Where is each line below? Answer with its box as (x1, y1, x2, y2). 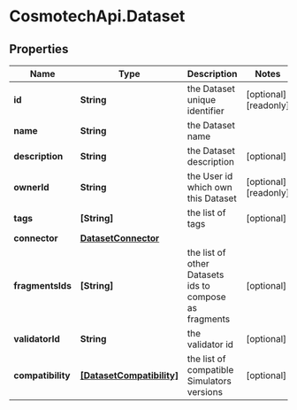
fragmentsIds (13, 280, 72, 291)
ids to (187, 280, 210, 291)
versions (187, 386, 224, 398)
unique (187, 94, 217, 105)
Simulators (187, 375, 232, 387)
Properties (9, 42, 69, 57)
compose (187, 290, 227, 303)
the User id (187, 170, 233, 182)
